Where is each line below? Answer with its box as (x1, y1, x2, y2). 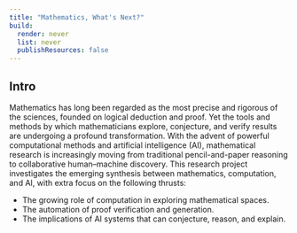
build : (9, 21, 34, 30)
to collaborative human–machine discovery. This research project (9, 159, 248, 169)
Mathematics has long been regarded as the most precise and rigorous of (9, 102, 278, 113)
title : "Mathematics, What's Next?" (9, 12, 145, 22)
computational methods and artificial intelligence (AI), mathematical (9, 139, 256, 151)
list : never (17, 37, 62, 47)
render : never (17, 29, 69, 38)
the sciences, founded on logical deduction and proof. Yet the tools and (9, 112, 270, 122)
